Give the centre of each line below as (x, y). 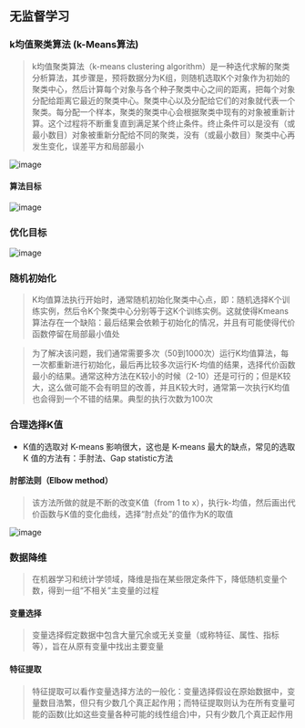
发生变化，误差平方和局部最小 (87, 146)
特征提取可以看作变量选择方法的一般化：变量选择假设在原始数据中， (159, 691)
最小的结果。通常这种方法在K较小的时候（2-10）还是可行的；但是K (158, 376)
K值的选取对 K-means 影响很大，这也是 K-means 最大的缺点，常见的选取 (159, 446)
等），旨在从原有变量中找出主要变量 (97, 647)
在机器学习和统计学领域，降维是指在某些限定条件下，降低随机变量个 (159, 579)
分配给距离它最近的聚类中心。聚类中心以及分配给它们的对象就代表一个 (163, 100)
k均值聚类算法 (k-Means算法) (74, 45)
